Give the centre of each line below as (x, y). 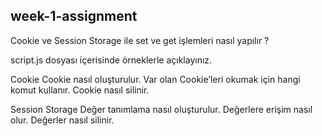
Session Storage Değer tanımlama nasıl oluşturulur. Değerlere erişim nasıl (161, 109)
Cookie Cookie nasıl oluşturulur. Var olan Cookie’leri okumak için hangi (155, 79)
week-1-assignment (74, 16)
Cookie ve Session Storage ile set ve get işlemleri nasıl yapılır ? (140, 40)
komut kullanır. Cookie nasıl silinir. (80, 90)
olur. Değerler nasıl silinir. (62, 120)
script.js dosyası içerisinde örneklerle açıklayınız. (111, 60)
